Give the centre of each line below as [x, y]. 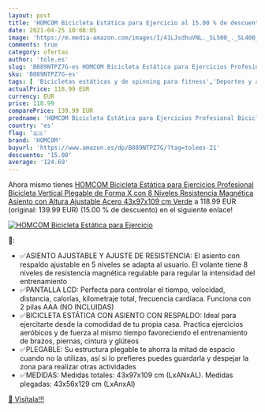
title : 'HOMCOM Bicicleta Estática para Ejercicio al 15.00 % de [118, 23]
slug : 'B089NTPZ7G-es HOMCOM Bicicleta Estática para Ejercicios [118, 67]
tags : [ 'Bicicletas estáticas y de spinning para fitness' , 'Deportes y [130, 81]
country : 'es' [32, 125]
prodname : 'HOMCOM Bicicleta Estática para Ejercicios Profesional [121, 118]
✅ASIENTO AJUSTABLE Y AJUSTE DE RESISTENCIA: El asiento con [130, 256]
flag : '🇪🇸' [28, 133]
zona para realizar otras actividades [78, 367]
